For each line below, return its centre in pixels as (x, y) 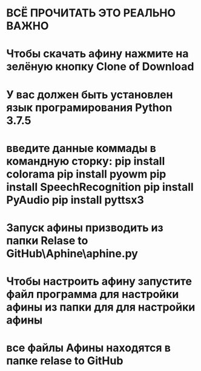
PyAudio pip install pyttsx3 (75, 200)
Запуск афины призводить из (85, 227)
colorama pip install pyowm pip (86, 174)
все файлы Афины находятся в (89, 348)
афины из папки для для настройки (101, 307)
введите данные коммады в (81, 148)
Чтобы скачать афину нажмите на (97, 54)
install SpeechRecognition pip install (100, 187)
